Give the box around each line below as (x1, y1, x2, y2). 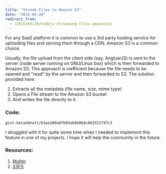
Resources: (5, 147, 33, 154)
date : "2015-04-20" (5, 12, 46, 17)
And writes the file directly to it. (12, 97, 77, 103)
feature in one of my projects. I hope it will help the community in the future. (5, 134, 161, 140)
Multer (12, 158, 26, 164)
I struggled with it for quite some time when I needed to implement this (5, 129, 151, 135)
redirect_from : (5, 16, 37, 21)
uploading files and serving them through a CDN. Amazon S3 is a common (5, 40, 158, 46)
